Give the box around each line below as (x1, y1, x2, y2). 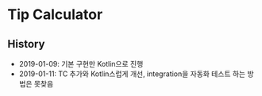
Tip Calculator (7, 6, 103, 24)
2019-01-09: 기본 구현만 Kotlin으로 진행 (18, 60, 144, 68)
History (7, 37, 45, 51)
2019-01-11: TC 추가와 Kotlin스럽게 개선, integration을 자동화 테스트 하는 (18, 69, 246, 79)
